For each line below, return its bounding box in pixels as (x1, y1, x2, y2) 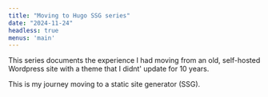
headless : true (8, 26, 59, 34)
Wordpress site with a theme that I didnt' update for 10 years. (8, 64, 210, 74)
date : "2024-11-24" (8, 19, 74, 27)
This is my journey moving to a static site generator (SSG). (8, 80, 201, 89)
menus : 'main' (8, 33, 56, 42)
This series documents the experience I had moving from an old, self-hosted (8, 56, 261, 65)
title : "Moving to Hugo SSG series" (8, 11, 130, 20)
